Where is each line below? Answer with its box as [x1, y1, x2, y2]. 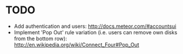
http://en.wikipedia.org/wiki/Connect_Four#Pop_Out [13, 41, 140, 48]
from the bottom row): [13, 35, 67, 42]
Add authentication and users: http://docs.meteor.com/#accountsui [13, 23, 177, 30]
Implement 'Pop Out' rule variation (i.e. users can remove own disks [13, 28, 178, 35]
